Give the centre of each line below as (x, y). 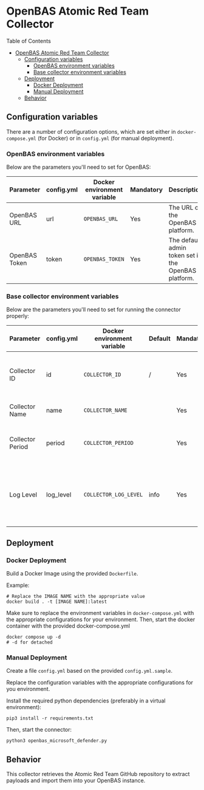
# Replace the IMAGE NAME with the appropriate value (76, 597)
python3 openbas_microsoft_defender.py (57, 741)
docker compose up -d (34, 637)
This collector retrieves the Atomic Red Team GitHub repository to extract (98, 774)
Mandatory (146, 190)
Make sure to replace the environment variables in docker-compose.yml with (100, 613)
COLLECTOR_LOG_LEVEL (113, 495)
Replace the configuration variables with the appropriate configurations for (100, 682)
